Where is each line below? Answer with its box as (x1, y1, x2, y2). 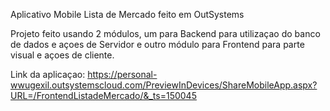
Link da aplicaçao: (10, 69, 86, 80)
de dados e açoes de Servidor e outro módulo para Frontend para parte (10, 39, 305, 50)
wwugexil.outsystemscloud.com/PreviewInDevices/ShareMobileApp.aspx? (10, 79, 318, 91)
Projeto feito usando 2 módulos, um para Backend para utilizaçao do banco (10, 28, 321, 39)
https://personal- (87, 69, 158, 80)
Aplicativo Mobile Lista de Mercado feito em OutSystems (10, 9, 245, 20)
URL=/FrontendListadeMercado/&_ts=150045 (10, 90, 197, 101)
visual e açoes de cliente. (10, 49, 115, 61)
